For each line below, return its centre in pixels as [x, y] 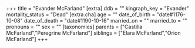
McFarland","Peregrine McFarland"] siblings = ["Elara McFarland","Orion [93, 33]
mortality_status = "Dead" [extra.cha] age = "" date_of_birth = [81, 14]
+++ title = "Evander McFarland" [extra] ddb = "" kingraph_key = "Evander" [97, 8]
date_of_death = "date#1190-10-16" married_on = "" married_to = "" [106, 21]
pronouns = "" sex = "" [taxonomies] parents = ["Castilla [74, 27]
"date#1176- [171, 14]
